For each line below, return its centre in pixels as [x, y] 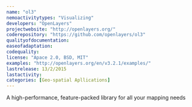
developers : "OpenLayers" [39, 23]
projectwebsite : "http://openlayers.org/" [61, 29]
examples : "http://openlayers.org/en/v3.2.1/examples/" [79, 63]
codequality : [23, 52]
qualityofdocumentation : [38, 40]
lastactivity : [24, 75]
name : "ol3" [21, 12]
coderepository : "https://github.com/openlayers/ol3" [76, 35]
